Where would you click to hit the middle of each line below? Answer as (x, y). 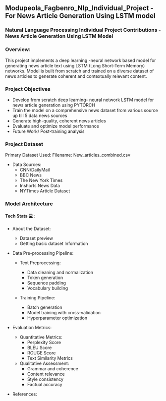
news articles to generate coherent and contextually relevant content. (76, 76)
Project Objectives (28, 89)
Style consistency (45, 379)
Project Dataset (24, 144)
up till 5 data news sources (40, 115)
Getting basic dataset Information (54, 244)
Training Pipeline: (37, 298)
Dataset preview (36, 238)
